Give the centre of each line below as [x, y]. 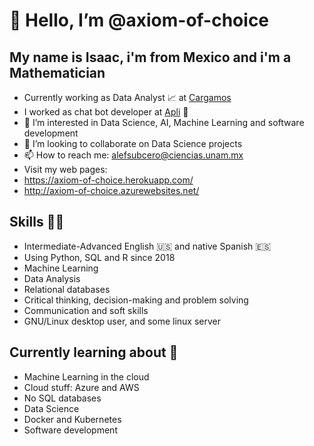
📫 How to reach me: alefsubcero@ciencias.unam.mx [133, 155]
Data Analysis [52, 278]
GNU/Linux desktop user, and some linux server [122, 321]
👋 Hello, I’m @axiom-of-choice [139, 20]
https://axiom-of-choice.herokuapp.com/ [108, 180]
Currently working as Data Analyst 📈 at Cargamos [127, 97]
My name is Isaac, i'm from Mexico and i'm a [150, 57]
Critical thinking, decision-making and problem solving [136, 300]
